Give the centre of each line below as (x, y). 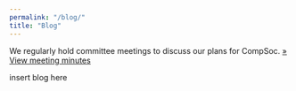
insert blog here (38, 77)
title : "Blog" (36, 26)
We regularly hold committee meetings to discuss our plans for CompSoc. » (148, 50)
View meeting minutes (50, 60)
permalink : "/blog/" (48, 17)
